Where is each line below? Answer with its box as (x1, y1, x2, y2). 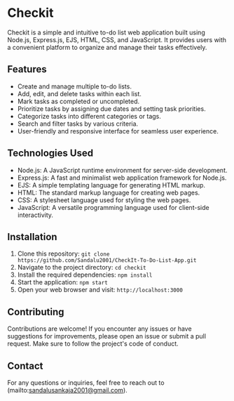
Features (7, 63, 47, 75)
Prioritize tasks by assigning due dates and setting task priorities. (17, 104, 206, 113)
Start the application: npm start (17, 278, 109, 287)
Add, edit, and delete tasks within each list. (17, 89, 142, 98)
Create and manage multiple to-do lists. (17, 82, 132, 91)
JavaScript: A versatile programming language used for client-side (17, 203, 209, 211)
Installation (7, 230, 57, 243)
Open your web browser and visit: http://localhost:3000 (17, 286, 184, 294)
